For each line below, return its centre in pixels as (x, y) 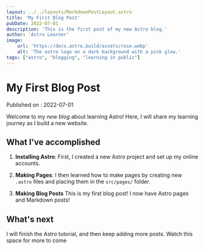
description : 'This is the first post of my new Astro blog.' (87, 29)
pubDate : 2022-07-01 (33, 23)
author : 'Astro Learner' (38, 35)
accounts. (28, 163)
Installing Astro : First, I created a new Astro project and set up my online (107, 157)
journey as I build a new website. (47, 123)
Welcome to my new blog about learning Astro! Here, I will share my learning (102, 116)
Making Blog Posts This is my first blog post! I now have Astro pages (102, 194)
